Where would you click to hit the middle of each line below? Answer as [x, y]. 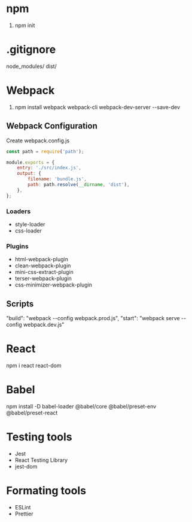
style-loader [30, 224]
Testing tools [39, 437]
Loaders [19, 211]
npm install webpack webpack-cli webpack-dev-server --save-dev [97, 107]
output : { [29, 174]
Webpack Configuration [52, 126]
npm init [25, 25]
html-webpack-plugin [42, 259]
